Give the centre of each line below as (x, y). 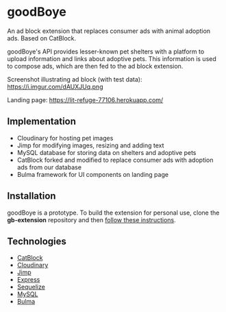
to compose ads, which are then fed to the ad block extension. (95, 66)
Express (28, 280)
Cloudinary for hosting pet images (65, 138)
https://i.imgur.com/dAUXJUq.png (55, 86)
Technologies (37, 241)
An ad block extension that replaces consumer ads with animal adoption (109, 31)
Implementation (42, 122)
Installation (32, 196)
